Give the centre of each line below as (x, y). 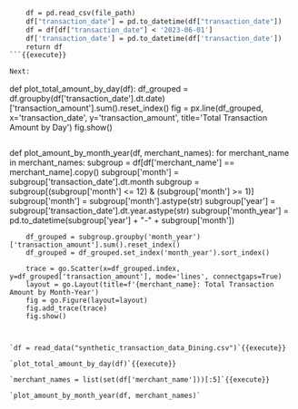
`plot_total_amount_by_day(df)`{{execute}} (93, 364)
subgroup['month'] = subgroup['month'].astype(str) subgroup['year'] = (143, 201)
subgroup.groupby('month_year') (140, 237)
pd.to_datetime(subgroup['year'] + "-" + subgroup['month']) (122, 220)
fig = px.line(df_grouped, (217, 108)
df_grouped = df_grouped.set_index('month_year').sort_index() (148, 253)
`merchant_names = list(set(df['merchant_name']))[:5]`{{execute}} (140, 380)
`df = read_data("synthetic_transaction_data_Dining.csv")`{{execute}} (148, 348)
